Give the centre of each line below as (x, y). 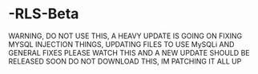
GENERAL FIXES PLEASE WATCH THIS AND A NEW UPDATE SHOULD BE (129, 53)
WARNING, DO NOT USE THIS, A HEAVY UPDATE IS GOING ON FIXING (125, 36)
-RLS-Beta (44, 14)
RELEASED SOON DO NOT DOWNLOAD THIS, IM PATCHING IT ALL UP (125, 61)
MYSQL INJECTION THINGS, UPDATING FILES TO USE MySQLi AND (121, 44)
